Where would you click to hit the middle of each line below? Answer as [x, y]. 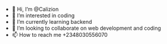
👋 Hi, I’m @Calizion [35, 9]
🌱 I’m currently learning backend [52, 22]
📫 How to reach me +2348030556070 [60, 35]
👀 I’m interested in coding [43, 15]
